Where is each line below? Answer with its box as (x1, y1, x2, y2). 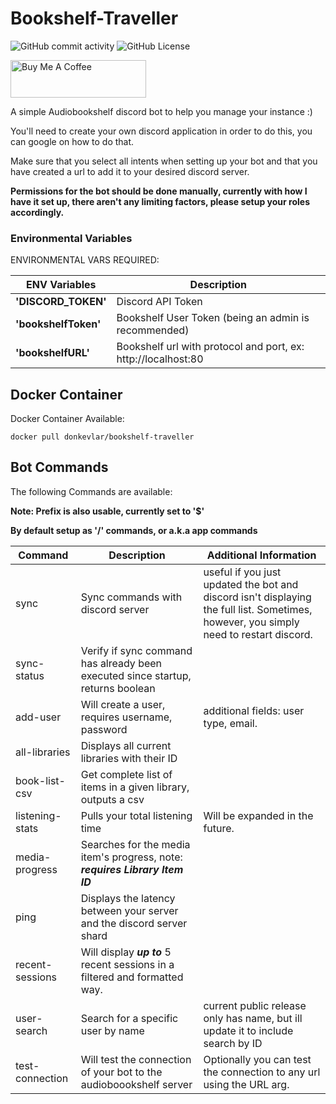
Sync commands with (80, 590, 183, 604)
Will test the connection (80, 1052, 192, 1066)
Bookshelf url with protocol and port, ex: (116, 340, 305, 354)
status (15, 668, 45, 682)
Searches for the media (80, 837, 191, 851)
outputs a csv (80, 792, 145, 806)
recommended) (116, 323, 190, 337)
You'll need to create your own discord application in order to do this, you (10, 125, 313, 137)
